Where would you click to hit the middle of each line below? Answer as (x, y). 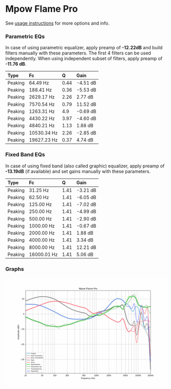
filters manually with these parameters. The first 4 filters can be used (78, 53)
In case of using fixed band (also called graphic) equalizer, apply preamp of (85, 166)
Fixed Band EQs (25, 154)
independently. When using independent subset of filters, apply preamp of (84, 59)
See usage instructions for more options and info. (58, 23)
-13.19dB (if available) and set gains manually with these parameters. (78, 171)
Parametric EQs (25, 36)
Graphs (15, 269)
